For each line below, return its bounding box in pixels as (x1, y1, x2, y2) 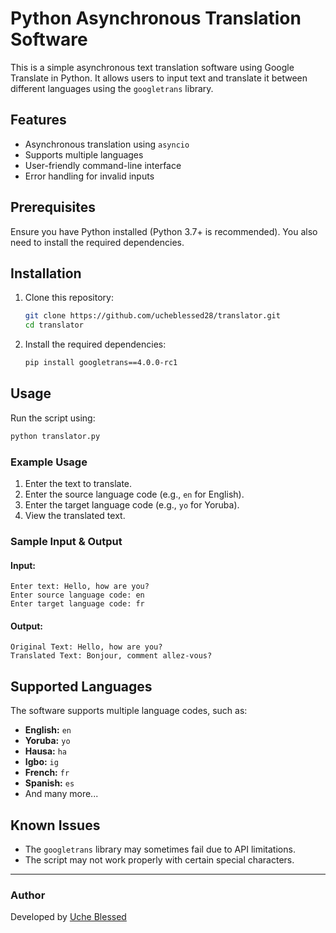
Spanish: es (24, 777, 75, 789)
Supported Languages (10, 678, 153, 695)
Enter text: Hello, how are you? (10, 582, 150, 592)
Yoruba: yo (24, 735, 71, 747)
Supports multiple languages (24, 148, 144, 161)
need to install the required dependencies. (10, 236, 185, 248)
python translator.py (10, 431, 101, 441)
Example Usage (10, 455, 88, 469)
